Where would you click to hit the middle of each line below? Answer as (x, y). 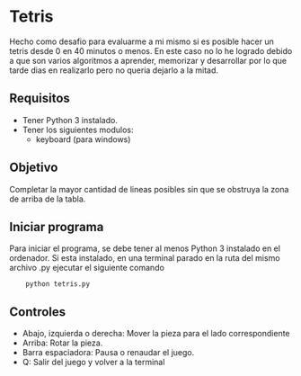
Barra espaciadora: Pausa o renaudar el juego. (108, 353)
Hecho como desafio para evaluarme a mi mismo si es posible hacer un (142, 41)
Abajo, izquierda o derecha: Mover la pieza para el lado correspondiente (156, 334)
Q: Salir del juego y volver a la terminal (93, 363)
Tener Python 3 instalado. (70, 120)
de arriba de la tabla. (48, 199)
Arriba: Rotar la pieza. (62, 343)
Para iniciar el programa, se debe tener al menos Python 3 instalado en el (145, 248)
